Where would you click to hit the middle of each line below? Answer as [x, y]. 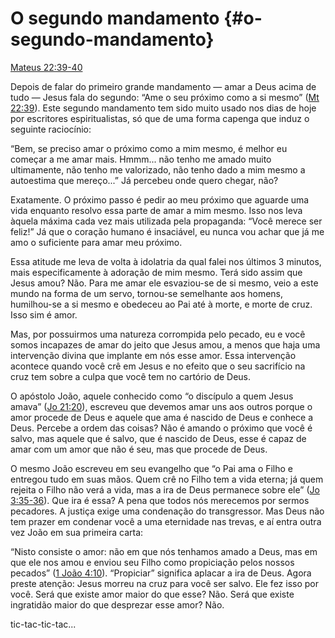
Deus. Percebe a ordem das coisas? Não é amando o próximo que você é [161, 428]
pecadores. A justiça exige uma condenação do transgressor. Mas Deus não [167, 511]
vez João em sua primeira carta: [77, 532]
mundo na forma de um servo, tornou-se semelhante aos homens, [147, 293]
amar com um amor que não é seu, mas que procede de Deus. [139, 449]
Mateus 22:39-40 [46, 67]
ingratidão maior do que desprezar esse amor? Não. [117, 604]
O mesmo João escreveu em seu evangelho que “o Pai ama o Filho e [152, 468]
